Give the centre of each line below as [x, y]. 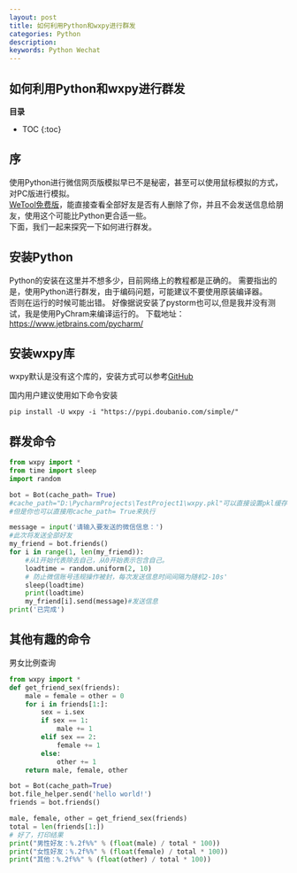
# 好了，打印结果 [36, 835]
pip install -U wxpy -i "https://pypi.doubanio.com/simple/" [124, 412]
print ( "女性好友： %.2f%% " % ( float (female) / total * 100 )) [119, 852]
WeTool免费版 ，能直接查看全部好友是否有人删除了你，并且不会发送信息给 [143, 204]
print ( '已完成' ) [37, 610]
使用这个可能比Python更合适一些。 [88, 215]
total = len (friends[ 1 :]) [57, 826]
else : [51, 753]
